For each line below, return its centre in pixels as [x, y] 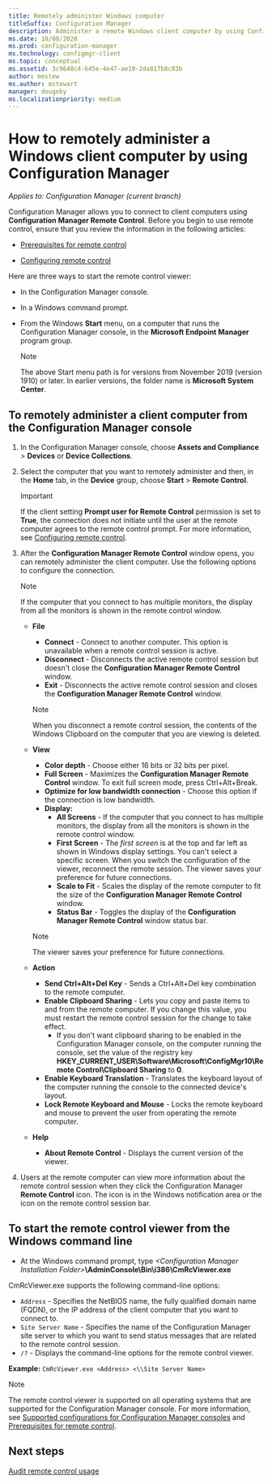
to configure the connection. [68, 570]
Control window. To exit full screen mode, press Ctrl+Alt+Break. [151, 783]
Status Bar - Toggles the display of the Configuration [146, 912]
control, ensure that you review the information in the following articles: [127, 229]
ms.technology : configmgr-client [65, 54]
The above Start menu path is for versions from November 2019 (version [141, 372]
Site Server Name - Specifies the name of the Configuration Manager [135, 1327]
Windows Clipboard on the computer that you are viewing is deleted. [147, 734]
